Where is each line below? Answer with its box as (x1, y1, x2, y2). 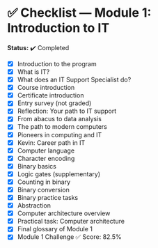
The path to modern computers (17, 123, 108, 131)
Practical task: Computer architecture (17, 217, 125, 226)
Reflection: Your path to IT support (17, 107, 117, 116)
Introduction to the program (17, 59, 97, 68)
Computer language (17, 146, 75, 155)
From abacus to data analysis (17, 115, 102, 123)
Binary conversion (17, 185, 70, 194)
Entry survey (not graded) (17, 99, 92, 107)
